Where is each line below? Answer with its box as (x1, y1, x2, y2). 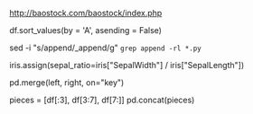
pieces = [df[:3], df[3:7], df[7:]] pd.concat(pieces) (9, 94, 195, 105)
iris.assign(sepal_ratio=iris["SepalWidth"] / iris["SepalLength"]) (9, 60, 245, 70)
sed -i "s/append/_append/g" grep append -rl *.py (9, 42, 201, 53)
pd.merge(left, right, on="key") (9, 77, 125, 88)
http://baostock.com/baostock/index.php (9, 8, 163, 18)
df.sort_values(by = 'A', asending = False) (9, 25, 163, 35)
